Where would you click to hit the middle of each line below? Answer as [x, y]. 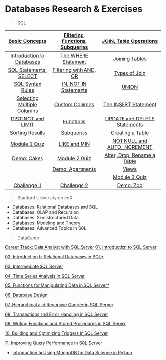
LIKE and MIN [74, 144]
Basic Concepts [28, 41]
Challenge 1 [28, 185]
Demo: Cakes [28, 158]
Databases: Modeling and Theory [46, 223]
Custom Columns [74, 104]
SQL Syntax [28, 84]
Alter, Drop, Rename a [130, 155]
